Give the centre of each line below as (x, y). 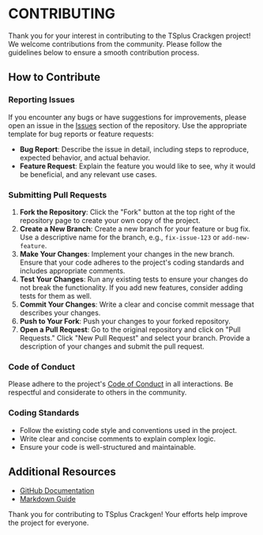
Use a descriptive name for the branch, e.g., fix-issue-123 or (120, 237)
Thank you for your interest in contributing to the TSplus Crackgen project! (130, 36)
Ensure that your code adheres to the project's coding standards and (132, 262)
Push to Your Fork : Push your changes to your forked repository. (125, 321)
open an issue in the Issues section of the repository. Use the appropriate (128, 125)
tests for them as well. (56, 296)
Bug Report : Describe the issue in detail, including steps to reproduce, (134, 149)
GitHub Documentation (57, 491)
